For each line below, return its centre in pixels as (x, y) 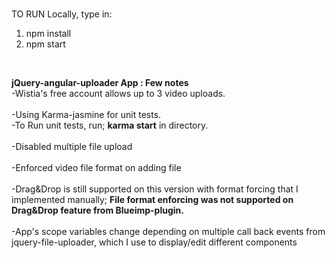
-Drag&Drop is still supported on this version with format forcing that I (155, 189)
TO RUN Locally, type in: (62, 14)
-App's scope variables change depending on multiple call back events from (168, 232)
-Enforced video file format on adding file (96, 168)
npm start (45, 44)
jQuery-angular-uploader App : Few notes (100, 83)
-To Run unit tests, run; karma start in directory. (110, 125)
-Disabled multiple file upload (72, 147)
